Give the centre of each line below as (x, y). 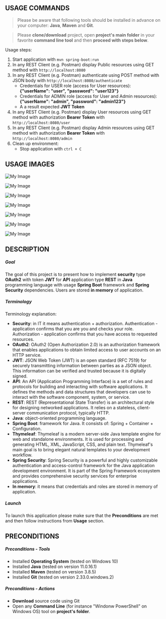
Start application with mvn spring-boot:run (56, 59)
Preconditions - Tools (28, 549)
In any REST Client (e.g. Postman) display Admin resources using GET (83, 128)
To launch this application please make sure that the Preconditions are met (82, 515)
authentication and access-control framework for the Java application (83, 465)
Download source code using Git (46, 601)
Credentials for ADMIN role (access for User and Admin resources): (88, 96)
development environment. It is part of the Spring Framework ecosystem (86, 471)
